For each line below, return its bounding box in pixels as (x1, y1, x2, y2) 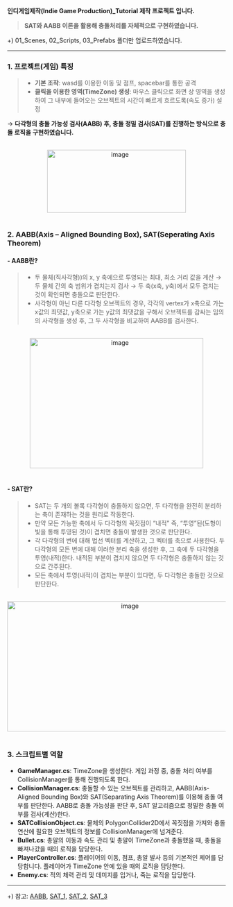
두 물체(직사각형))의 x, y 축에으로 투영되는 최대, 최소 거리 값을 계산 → (34, 273, 222, 282)
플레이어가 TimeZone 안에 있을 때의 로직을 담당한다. (43, 862, 185, 870)
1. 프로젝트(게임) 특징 (7, 62, 74, 71)
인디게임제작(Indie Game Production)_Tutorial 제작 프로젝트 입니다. (7, 7, 196, 15)
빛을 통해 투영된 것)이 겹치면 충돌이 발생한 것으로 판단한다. (34, 527, 193, 536)
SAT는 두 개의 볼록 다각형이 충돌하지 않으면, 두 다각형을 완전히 (34, 501, 203, 509)
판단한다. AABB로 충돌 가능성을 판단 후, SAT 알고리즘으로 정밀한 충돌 (30, 801, 217, 809)
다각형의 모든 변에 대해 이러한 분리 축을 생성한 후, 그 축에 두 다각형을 (34, 545, 220, 553)
